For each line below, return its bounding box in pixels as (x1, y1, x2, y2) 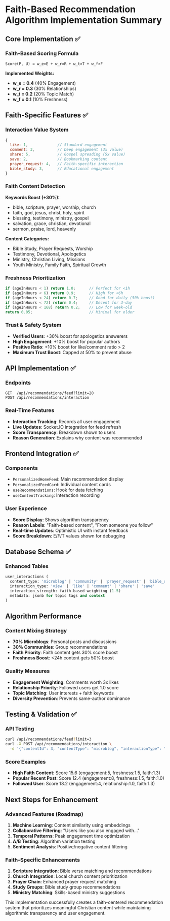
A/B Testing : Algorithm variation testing (12, 838, 96, 844)
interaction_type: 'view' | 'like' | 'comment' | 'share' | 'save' (10, 584, 155, 589)
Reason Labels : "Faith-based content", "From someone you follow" (12, 522, 153, 528)
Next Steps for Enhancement (5, 795, 98, 804)
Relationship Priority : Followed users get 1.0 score (12, 684, 119, 690)
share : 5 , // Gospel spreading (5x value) (10, 152, 125, 157)
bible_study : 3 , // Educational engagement (10, 166, 114, 171)
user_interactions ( (5, 574, 49, 580)
